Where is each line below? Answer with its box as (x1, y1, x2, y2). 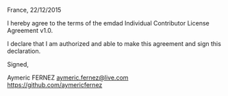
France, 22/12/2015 (7, 6, 62, 14)
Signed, (7, 60, 29, 68)
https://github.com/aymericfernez (7, 81, 103, 88)
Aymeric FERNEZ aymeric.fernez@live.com (7, 73, 129, 82)
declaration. (7, 47, 41, 55)
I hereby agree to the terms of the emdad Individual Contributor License (7, 19, 210, 27)
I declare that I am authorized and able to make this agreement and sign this (7, 40, 221, 47)
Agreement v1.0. (7, 27, 53, 34)
